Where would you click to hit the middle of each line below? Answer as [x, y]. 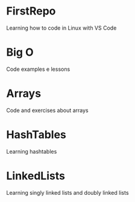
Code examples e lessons [38, 69]
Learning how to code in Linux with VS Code [61, 28]
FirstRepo [31, 11]
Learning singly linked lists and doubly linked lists [67, 192]
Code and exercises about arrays [47, 110]
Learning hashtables [32, 151]
